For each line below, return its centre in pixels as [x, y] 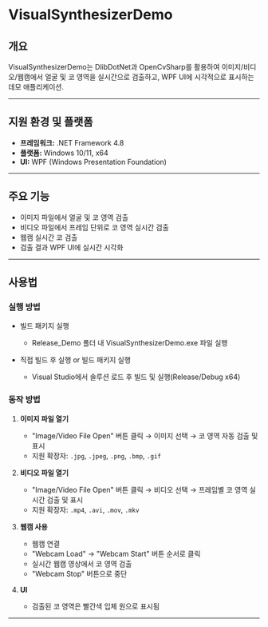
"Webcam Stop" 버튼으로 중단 [79, 573]
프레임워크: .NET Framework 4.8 [72, 142]
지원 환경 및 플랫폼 [51, 122]
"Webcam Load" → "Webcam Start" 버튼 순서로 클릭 [116, 553]
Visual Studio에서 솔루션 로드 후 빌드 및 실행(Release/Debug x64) [136, 377]
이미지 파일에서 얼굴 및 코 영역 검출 [74, 217]
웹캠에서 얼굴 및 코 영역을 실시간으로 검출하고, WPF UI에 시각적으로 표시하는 [136, 77]
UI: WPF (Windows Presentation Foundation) [93, 162]
